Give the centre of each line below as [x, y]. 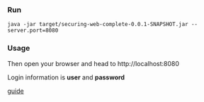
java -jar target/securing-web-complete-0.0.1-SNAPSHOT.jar [98, 25]
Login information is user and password [66, 77]
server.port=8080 [33, 31]
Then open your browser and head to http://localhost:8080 [93, 63]
